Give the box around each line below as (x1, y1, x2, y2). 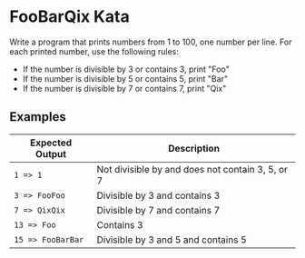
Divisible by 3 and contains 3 (96, 189, 221, 202)
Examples (9, 109, 66, 124)
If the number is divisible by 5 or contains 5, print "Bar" (22, 73, 229, 84)
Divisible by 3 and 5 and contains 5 (96, 233, 247, 246)
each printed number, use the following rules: (9, 45, 180, 56)
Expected (30, 136, 73, 149)
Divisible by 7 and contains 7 (96, 203, 221, 216)
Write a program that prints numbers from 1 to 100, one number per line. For (9, 36, 292, 47)
